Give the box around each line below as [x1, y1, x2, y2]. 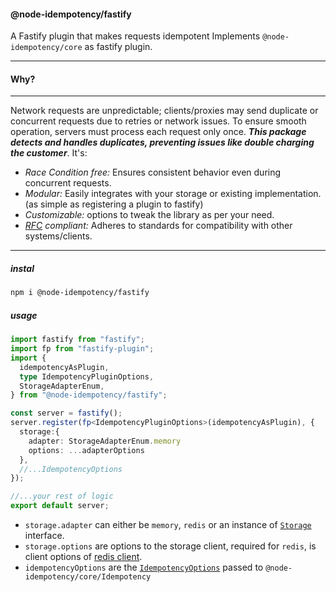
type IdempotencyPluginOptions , [19, 371, 155, 382]
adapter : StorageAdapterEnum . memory [28, 436, 182, 446]
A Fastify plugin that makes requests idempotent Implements [10, 30, 261, 42]
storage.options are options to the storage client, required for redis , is [24, 540, 317, 552]
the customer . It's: [10, 147, 88, 159]
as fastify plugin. [84, 41, 153, 53]
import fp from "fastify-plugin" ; [10, 344, 155, 354]
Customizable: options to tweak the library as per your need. [24, 209, 275, 221]
